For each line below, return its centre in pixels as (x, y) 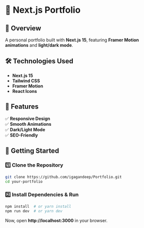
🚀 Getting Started (32, 151)
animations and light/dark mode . (39, 45)
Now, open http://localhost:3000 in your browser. (56, 221)
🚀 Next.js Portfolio (43, 10)
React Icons (25, 91)
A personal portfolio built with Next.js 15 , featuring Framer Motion (72, 40)
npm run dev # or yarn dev (34, 211)
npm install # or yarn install (38, 207)
